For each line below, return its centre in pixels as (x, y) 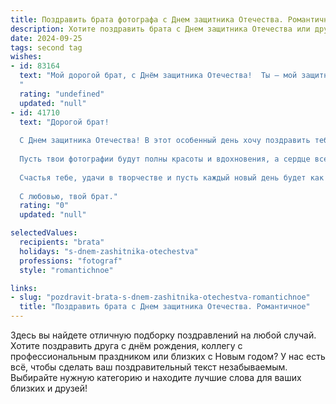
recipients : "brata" (62, 242)
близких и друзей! (49, 388)
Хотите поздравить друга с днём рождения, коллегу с (126, 345)
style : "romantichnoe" (66, 270)
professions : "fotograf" (71, 261)
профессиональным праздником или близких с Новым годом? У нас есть (168, 356)
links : (24, 288)
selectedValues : (44, 233)
